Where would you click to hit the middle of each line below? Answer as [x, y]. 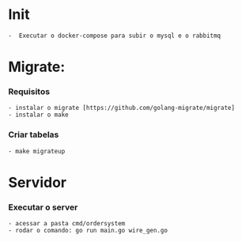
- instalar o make [38, 115]
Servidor [38, 182]
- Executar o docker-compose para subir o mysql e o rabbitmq [115, 36]
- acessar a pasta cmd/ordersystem [67, 224]
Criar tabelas [34, 134]
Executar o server [43, 207]
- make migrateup [37, 151]
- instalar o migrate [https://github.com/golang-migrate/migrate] [122, 108]
